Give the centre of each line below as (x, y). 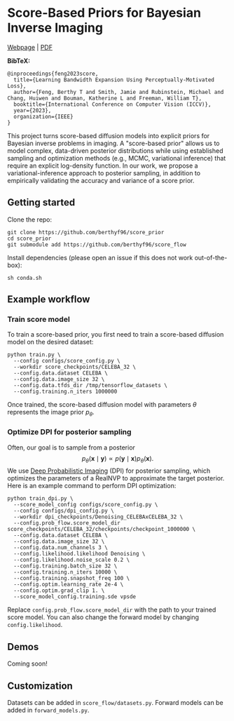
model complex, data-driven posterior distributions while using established (115, 150)
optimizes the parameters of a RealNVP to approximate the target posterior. (116, 478)
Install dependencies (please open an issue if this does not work (100, 257)
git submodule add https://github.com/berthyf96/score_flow (97, 244)
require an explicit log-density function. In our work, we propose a (103, 166)
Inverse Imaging (55, 28)
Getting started (41, 202)
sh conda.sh (25, 278)
